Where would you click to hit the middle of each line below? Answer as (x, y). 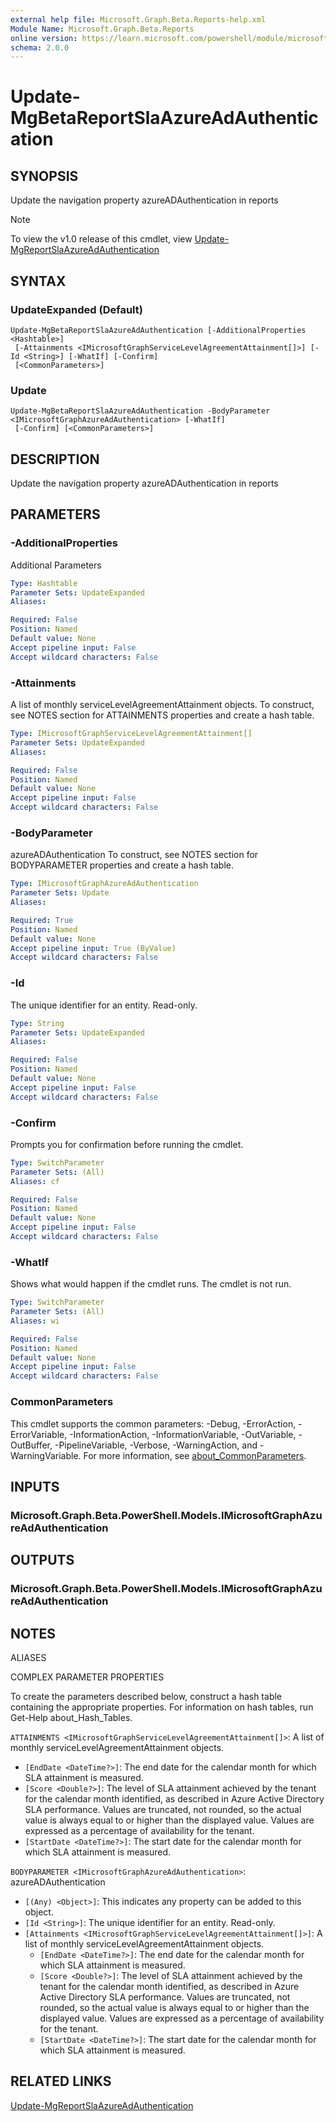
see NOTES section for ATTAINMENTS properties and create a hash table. (162, 715)
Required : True (42, 920)
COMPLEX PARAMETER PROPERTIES (87, 1677)
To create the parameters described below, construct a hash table (146, 1696)
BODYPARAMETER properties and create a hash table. (122, 865)
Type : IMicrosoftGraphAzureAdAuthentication (104, 884)
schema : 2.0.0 (40, 47)
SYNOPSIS (44, 176)
